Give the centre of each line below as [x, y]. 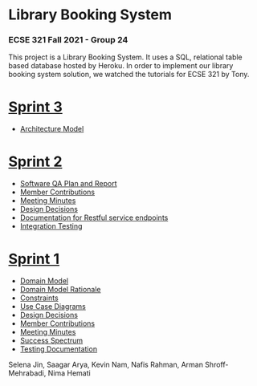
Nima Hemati [69, 373]
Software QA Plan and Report [68, 184]
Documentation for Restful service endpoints [94, 217]
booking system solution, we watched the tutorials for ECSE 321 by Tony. [129, 75]
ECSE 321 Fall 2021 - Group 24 [68, 40]
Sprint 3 [35, 107]
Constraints [39, 298]
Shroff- [216, 365]
